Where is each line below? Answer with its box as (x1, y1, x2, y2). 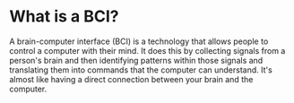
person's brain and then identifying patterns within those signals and (9, 55, 264, 65)
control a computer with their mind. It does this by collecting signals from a (9, 45, 286, 56)
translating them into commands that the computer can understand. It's (9, 64, 273, 75)
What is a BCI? (9, 6, 119, 27)
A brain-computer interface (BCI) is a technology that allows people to (9, 36, 269, 47)
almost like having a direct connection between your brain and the (9, 73, 254, 84)
